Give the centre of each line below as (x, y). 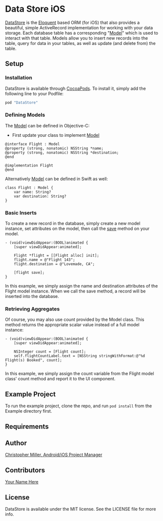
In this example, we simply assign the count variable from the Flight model (80, 374)
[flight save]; (29, 273)
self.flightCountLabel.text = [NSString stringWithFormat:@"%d (80, 356)
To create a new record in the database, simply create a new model (73, 224)
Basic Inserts (21, 212)
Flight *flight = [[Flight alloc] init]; (56, 256)
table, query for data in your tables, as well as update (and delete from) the (81, 43)
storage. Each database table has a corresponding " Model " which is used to (82, 33)
